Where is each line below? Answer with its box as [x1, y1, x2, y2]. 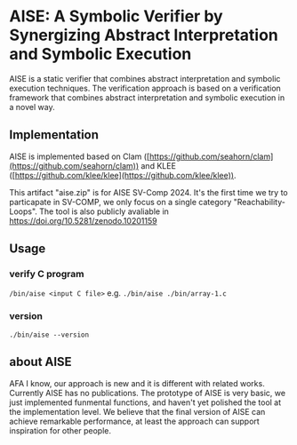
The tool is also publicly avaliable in [39, 206, 169, 217]
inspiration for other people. [9, 425, 112, 436]
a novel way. [9, 101, 55, 112]
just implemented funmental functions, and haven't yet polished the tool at [9, 397, 282, 408]
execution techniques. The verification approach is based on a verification [9, 83, 282, 93]
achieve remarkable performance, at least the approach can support [9, 416, 260, 426]
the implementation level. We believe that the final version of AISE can [9, 406, 266, 417]
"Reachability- [233, 196, 286, 207]
